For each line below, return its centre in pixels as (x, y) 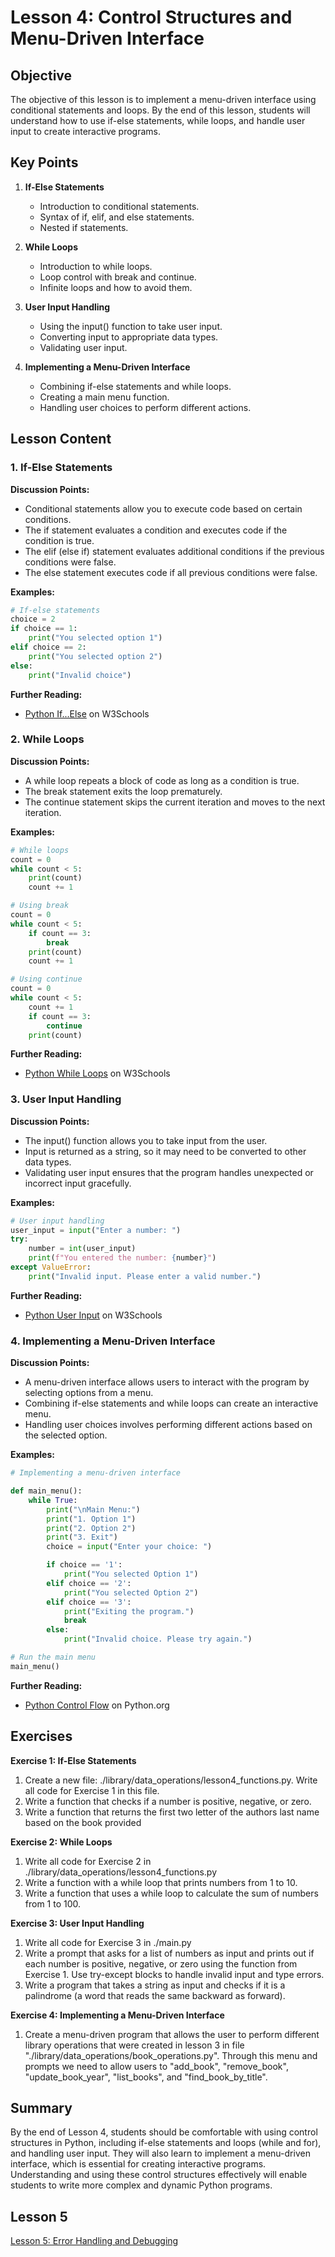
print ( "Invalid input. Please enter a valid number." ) (145, 1276)
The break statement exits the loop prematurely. (123, 791)
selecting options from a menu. (89, 1393)
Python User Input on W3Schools (93, 1315)
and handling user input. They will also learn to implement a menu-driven (160, 2153)
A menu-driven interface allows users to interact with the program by (167, 1382)
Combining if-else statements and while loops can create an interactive (171, 1403)
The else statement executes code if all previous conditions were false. (171, 572)
